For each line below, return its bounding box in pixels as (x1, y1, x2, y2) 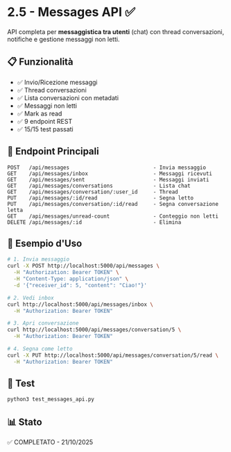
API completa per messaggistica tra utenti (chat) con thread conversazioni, (7, 27, 224, 35)
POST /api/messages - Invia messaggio (7, 164, 207, 171)
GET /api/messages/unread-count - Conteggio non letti (7, 213, 219, 220)
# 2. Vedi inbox (7, 294, 54, 301)
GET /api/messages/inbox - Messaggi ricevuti (7, 170, 213, 177)
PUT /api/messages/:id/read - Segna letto (7, 194, 194, 202)
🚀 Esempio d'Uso (7, 237, 83, 249)
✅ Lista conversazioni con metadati (17, 93, 119, 102)
